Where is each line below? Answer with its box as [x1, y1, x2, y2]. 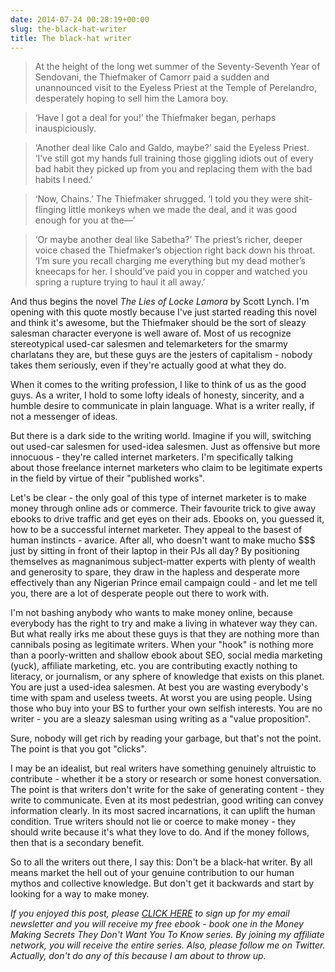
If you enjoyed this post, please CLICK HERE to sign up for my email [10, 907, 290, 920]
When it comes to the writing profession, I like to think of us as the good [10, 379, 307, 391]
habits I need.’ [34, 174, 93, 186]
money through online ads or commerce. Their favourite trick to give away [10, 502, 317, 515]
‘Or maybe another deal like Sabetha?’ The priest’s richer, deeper [34, 234, 303, 246]
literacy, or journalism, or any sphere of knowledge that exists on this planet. [10, 671, 325, 683]
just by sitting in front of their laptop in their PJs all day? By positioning [10, 545, 300, 557]
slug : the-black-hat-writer [10, 24, 128, 34]
